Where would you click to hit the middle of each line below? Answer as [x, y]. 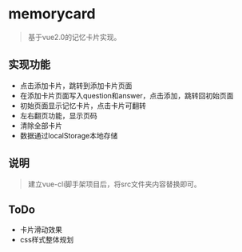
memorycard [52, 14]
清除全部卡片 [41, 126]
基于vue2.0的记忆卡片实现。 [74, 37]
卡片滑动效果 [41, 230]
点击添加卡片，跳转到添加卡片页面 [76, 86]
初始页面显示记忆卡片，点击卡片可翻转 [83, 106]
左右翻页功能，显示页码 [58, 115]
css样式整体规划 [47, 240]
